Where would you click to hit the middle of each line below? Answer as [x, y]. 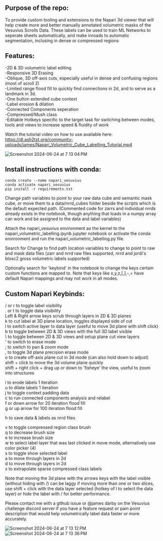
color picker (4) [21, 448]
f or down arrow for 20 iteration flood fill [45, 403]
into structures [20, 373]
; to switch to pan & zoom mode [37, 347]
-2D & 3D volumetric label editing [38, 67]
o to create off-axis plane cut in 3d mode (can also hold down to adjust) [77, 357]
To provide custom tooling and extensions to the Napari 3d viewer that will [80, 20]
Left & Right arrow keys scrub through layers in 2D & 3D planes [68, 316]
